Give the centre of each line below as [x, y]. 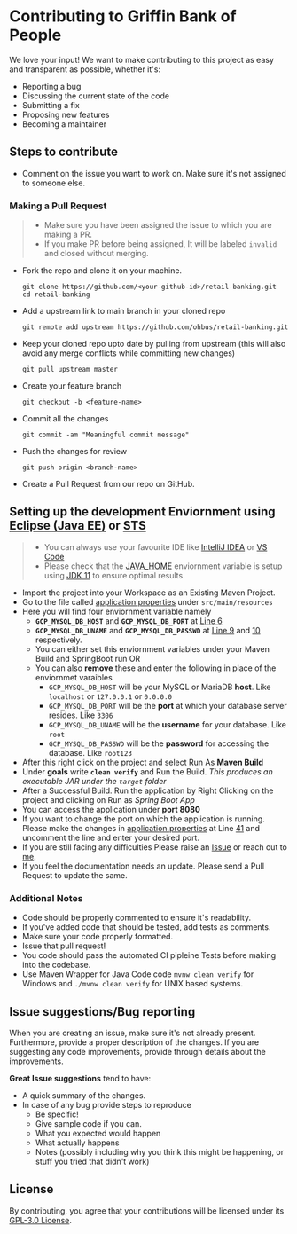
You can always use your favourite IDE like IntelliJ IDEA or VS [156, 546]
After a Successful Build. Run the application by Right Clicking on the [148, 790]
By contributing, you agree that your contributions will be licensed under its [147, 1210]
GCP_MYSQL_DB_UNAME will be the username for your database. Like [167, 724]
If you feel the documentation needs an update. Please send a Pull [143, 866]
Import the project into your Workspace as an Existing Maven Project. [149, 593]
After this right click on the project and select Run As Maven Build [143, 762]
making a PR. [68, 235]
